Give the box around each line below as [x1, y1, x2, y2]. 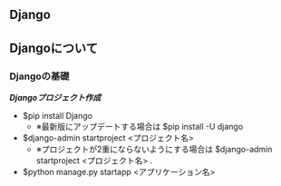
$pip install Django [22, 111, 93, 122]
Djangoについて [9, 40, 98, 55]
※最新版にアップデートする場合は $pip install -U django [35, 122, 244, 132]
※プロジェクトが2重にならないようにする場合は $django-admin [35, 144, 273, 155]
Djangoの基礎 [9, 70, 70, 83]
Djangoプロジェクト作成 [9, 93, 102, 103]
